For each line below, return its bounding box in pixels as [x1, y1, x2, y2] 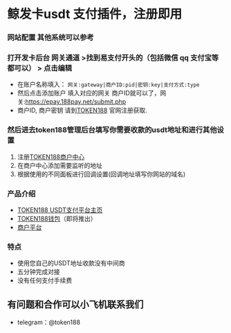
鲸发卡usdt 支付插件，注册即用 [7, 6, 183, 22]
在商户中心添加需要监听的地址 [17, 161, 102, 169]
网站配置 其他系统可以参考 [7, 32, 95, 42]
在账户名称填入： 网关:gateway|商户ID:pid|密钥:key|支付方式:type [17, 80, 200, 88]
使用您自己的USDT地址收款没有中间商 [17, 259, 125, 267]
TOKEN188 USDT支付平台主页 [17, 206, 103, 214]
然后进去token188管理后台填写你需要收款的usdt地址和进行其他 [7, 125, 217, 135]
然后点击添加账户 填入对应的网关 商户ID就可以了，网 [17, 89, 167, 97]
